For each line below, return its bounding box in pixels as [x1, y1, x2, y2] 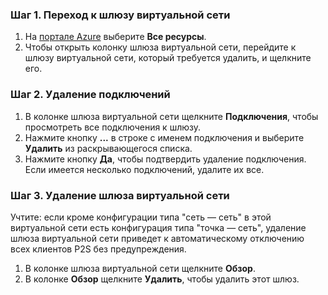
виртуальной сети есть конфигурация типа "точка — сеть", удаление [10, 221, 307, 233]
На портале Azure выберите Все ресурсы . [24, 31, 207, 43]
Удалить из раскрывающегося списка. [24, 142, 193, 154]
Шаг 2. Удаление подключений [10, 88, 171, 102]
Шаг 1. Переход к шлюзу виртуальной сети [10, 8, 231, 22]
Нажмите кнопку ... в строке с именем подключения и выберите [24, 131, 305, 143]
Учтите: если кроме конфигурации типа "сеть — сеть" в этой [10, 211, 272, 223]
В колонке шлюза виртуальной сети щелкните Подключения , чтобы [24, 110, 319, 122]
